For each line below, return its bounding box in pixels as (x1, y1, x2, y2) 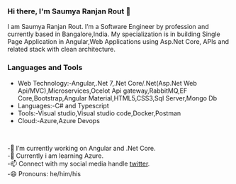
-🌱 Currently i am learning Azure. (7, 151, 104, 160)
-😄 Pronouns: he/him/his (7, 169, 82, 178)
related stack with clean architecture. (7, 45, 116, 54)
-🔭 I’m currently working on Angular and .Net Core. (7, 144, 156, 152)
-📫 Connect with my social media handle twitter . (7, 159, 150, 168)
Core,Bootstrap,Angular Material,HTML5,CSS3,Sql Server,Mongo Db (17, 93, 218, 102)
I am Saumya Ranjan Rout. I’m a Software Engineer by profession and (7, 23, 209, 31)
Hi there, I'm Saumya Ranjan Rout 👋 (7, 6, 131, 16)
